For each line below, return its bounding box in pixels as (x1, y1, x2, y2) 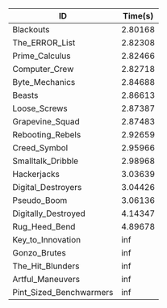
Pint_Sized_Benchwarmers (12, 287, 114, 297)
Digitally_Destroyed (12, 208, 86, 219)
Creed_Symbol (12, 142, 69, 153)
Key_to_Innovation (12, 234, 81, 245)
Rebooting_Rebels (12, 129, 81, 140)
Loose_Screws (12, 103, 69, 114)
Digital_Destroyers (12, 182, 82, 192)
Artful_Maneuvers (12, 274, 81, 285)
